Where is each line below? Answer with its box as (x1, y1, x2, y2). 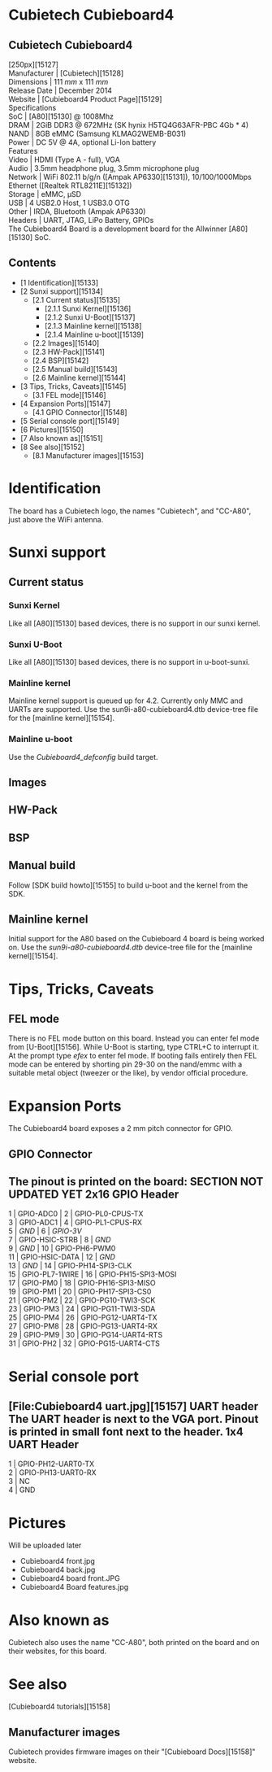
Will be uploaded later (8, 1540, 82, 1551)
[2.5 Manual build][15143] (32, 364, 118, 373)
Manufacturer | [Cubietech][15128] (8, 68, 124, 78)
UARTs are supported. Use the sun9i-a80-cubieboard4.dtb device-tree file (8, 705, 258, 714)
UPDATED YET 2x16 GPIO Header (8, 1188, 179, 1202)
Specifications (8, 103, 57, 112)
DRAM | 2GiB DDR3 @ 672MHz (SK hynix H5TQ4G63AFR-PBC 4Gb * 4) (8, 120, 249, 129)
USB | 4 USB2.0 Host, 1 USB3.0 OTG (8, 198, 130, 207)
